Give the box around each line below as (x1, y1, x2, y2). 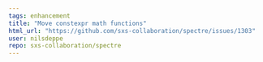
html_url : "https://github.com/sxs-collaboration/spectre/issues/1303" (8, 27, 256, 35)
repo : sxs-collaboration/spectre (8, 42, 122, 50)
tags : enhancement (8, 11, 71, 20)
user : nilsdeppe (8, 34, 63, 43)
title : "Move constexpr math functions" (8, 19, 148, 27)
